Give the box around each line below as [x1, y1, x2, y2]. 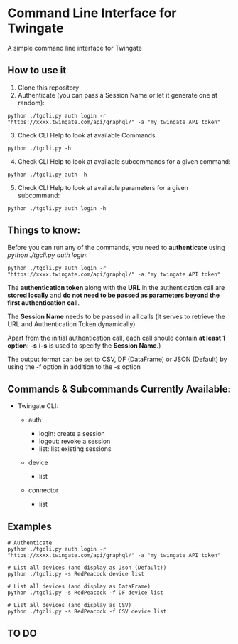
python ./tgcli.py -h [7, 145, 72, 152]
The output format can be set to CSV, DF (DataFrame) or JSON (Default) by [7, 355, 227, 363]
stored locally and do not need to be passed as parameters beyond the [7, 291, 220, 299]
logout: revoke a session [38, 437, 111, 446]
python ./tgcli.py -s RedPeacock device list [7, 571, 144, 578]
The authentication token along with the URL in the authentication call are [7, 283, 225, 291]
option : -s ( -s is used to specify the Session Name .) [7, 341, 161, 350]
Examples [7, 520, 52, 532]
